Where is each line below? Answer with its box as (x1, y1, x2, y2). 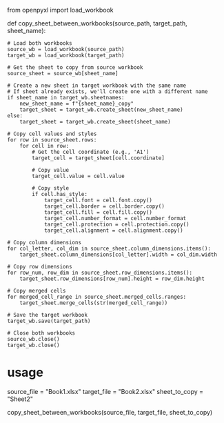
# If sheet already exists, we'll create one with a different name (7, 88, 208, 95)
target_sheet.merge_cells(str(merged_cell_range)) (19, 299, 168, 306)
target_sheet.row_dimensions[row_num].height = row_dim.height (19, 275, 205, 282)
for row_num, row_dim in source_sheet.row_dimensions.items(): (7, 269, 193, 276)
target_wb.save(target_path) (7, 317, 91, 324)
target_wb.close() (7, 342, 60, 348)
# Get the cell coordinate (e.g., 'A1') (32, 148, 150, 155)
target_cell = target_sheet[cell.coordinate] (32, 155, 165, 161)
